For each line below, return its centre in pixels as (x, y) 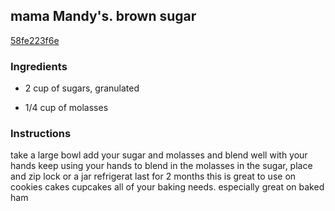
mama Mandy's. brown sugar (103, 16)
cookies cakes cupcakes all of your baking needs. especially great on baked (167, 187)
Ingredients (39, 66)
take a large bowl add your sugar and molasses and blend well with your (159, 155)
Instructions (41, 134)
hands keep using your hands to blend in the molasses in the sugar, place (161, 166)
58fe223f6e (35, 40)
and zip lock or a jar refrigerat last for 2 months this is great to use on (153, 176)
